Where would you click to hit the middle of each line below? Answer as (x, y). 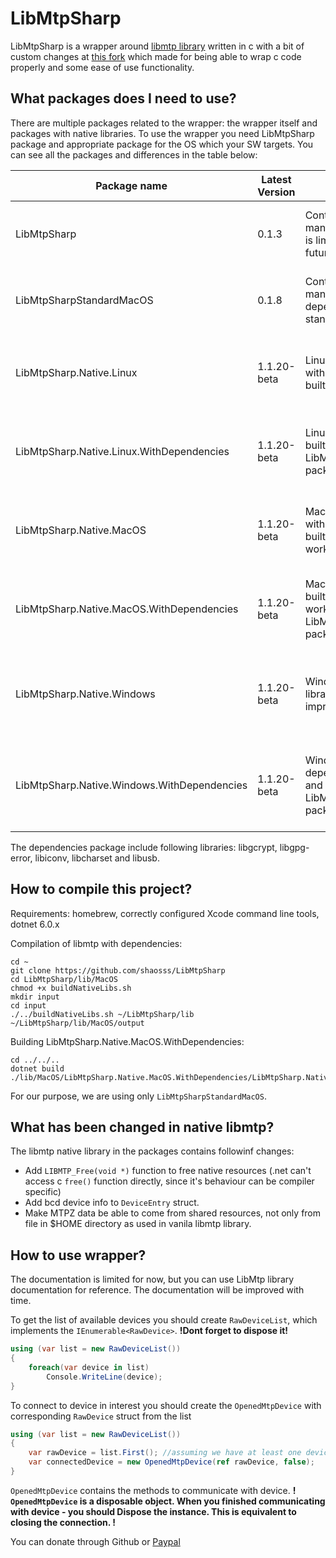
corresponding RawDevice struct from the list (101, 1416)
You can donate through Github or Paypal (95, 1541)
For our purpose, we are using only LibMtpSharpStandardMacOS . (138, 1096)
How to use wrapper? (78, 1255)
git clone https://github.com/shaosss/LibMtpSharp (118, 970)
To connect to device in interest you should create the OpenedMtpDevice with (166, 1405)
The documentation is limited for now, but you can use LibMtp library (152, 1279)
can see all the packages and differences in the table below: (134, 154)
